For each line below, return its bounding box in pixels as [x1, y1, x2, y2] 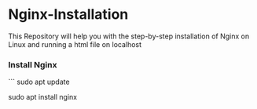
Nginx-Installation [8, 5, 129, 24]
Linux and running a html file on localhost [8, 39, 142, 49]
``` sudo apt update [8, 77, 70, 87]
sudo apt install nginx [8, 93, 77, 102]
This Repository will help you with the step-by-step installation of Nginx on [8, 31, 250, 41]
